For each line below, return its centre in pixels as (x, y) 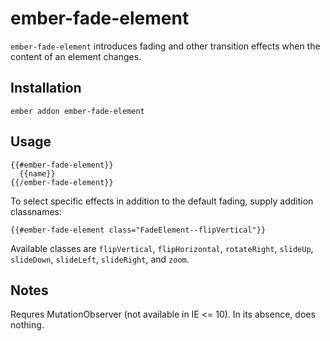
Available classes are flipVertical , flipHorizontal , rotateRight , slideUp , (162, 248)
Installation (46, 88)
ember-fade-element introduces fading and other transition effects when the (165, 46)
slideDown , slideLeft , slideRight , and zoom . (100, 259)
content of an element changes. (76, 56)
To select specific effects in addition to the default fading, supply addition (162, 201)
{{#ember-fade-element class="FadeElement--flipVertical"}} (138, 230)
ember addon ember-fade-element (77, 111)
